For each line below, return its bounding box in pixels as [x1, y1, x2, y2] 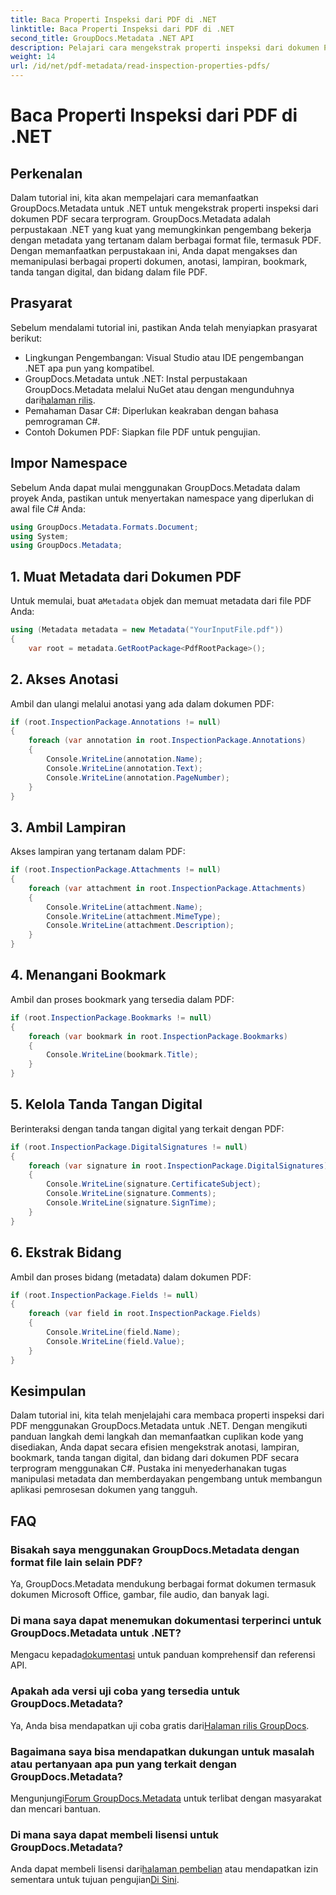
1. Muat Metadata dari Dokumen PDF [10, 568, 242, 585]
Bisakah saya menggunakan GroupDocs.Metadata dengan [10, 1542, 300, 1556]
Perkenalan [10, 165, 83, 182]
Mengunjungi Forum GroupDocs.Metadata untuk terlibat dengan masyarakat [10, 1792, 322, 1804]
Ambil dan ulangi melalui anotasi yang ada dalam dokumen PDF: [10, 697, 275, 710]
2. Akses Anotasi [10, 671, 119, 688]
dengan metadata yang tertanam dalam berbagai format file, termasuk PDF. [10, 234, 322, 246]
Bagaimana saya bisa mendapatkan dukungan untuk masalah [10, 1744, 315, 1758]
